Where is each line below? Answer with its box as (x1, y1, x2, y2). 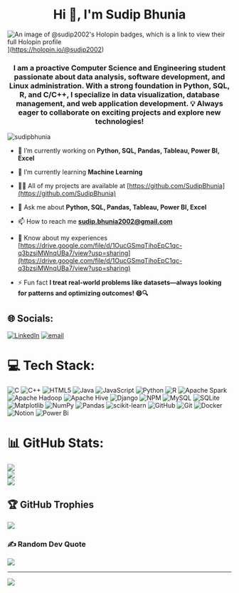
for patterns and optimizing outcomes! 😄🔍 (17, 289, 149, 298)
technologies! (95, 116, 144, 126)
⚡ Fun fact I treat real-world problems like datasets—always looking (17, 278, 222, 287)
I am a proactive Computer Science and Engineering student (13, 63, 226, 73)
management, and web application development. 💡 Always (16, 98, 223, 108)
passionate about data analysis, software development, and (14, 71, 225, 81)
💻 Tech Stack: (7, 358, 95, 373)
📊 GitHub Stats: (7, 435, 105, 451)
